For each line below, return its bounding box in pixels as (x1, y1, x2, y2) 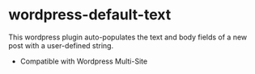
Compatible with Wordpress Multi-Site (19, 56, 148, 66)
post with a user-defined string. (8, 40, 114, 50)
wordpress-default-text (8, 6, 172, 24)
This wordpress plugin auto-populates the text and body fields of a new (8, 32, 248, 42)
